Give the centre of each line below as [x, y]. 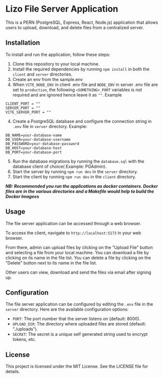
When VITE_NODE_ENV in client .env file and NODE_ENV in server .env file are [85, 84]
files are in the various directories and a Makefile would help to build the [80, 191]
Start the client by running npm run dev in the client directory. [74, 177]
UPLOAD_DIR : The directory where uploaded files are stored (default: [79, 324]
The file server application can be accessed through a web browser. [74, 223]
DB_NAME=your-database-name [34, 135]
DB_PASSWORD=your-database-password [42, 144]
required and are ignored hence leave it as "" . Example [67, 95]
